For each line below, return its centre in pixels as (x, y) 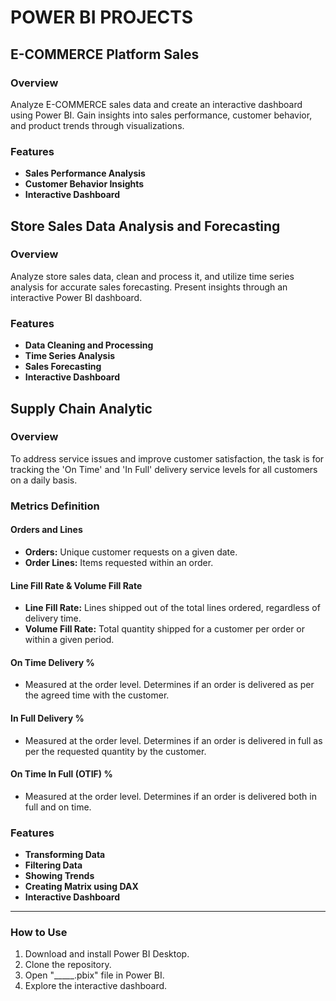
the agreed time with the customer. (97, 695)
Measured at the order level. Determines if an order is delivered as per (169, 685)
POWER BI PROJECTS (102, 17)
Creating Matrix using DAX (81, 887)
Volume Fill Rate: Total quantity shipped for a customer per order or (165, 629)
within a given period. (69, 640)
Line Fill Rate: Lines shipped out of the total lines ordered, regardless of (172, 608)
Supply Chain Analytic (81, 408)
